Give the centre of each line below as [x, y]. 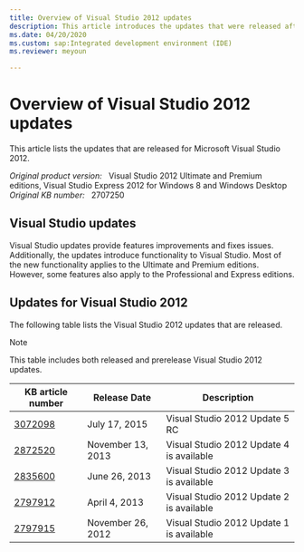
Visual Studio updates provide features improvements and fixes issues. [142, 245]
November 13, [118, 444]
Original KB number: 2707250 [67, 195]
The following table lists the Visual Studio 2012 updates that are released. [146, 324]
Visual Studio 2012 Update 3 [228, 470]
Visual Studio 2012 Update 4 [228, 444]
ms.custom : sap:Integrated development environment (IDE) [121, 43]
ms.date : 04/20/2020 [48, 34]
